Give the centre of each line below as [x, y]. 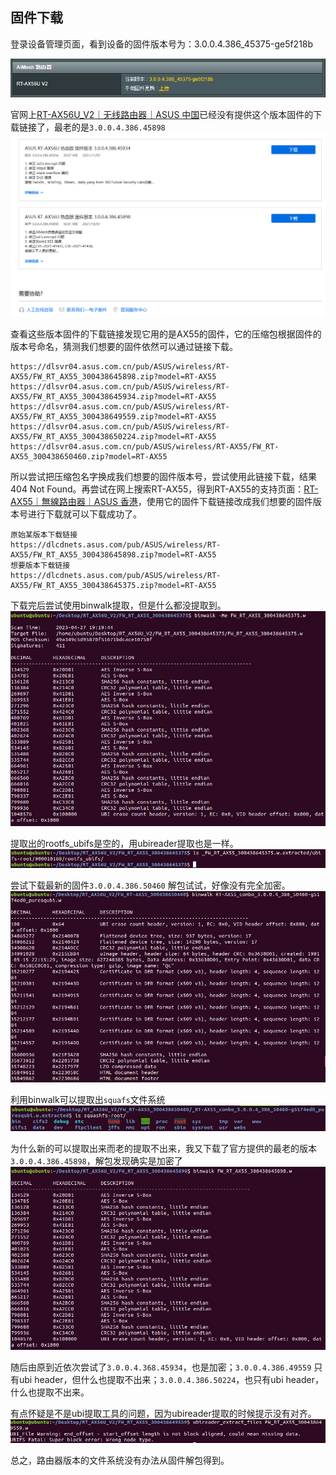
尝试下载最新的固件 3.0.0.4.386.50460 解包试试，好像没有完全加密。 [150, 885]
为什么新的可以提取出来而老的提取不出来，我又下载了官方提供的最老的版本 [163, 1149]
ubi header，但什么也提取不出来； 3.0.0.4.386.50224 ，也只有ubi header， [171, 1379]
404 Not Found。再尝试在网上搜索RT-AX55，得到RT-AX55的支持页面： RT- [164, 489]
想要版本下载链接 [40, 566]
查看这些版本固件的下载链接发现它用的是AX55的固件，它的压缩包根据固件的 [166, 334]
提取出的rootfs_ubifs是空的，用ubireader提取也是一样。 [124, 844]
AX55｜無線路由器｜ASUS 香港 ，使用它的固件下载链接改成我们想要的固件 [161, 502]
